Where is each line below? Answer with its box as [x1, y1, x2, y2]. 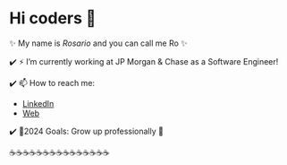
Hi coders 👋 [9, 8, 97, 29]
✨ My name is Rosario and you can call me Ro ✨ [9, 38, 188, 48]
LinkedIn [21, 98, 55, 109]
